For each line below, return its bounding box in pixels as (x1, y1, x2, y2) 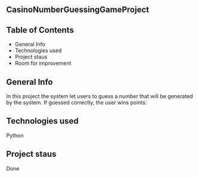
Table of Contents (6, 25, 75, 35)
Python (6, 132, 24, 139)
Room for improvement (14, 59, 72, 67)
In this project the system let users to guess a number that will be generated (6, 93, 193, 100)
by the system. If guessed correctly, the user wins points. (6, 99, 147, 106)
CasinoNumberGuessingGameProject (6, 5, 149, 15)
